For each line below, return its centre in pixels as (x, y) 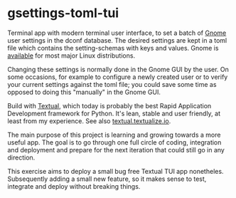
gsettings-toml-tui (63, 13)
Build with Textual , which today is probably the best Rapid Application (109, 105)
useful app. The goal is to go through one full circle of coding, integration (114, 142)
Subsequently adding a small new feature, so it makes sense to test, (107, 179)
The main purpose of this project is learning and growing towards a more (114, 135)
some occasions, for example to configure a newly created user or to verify (118, 77)
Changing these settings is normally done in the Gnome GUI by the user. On (118, 69)
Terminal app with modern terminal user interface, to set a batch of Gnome (117, 33)
